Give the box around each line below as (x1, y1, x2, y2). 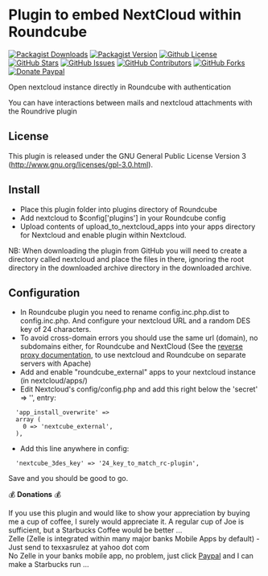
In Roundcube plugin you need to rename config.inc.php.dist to (19, 308, 229, 317)
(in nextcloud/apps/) (19, 376, 89, 386)
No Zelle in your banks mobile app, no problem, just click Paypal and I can (8, 551, 254, 561)
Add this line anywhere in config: (19, 444, 130, 454)
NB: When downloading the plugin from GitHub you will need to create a (8, 246, 248, 255)
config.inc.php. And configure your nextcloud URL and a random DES (19, 316, 251, 325)
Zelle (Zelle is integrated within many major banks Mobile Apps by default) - (8, 534, 260, 544)
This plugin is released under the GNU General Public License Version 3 (8, 151, 247, 160)
